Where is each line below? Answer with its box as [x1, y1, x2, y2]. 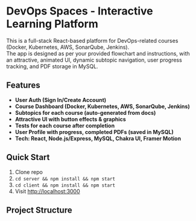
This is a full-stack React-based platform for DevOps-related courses [6, 37, 179, 44]
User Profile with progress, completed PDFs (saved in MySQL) [14, 128, 174, 135]
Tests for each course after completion [14, 122, 115, 129]
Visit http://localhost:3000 [14, 187, 80, 194]
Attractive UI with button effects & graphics [14, 115, 127, 123]
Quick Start [6, 152, 50, 162]
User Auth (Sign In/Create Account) [14, 96, 107, 103]
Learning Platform [6, 17, 98, 31]
